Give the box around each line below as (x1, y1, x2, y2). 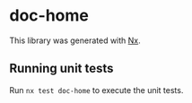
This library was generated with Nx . (9, 35, 141, 46)
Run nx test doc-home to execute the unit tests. (9, 84, 184, 95)
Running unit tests (9, 61, 114, 76)
